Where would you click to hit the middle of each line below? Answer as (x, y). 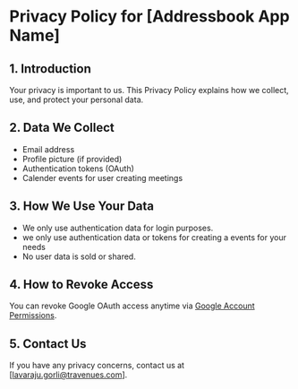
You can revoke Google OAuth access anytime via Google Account (132, 306)
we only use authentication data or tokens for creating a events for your (154, 237)
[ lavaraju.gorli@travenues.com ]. (68, 375)
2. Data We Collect (62, 128)
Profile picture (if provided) (72, 159)
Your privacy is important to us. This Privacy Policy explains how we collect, (149, 90)
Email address (48, 149)
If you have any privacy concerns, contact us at (97, 366)
